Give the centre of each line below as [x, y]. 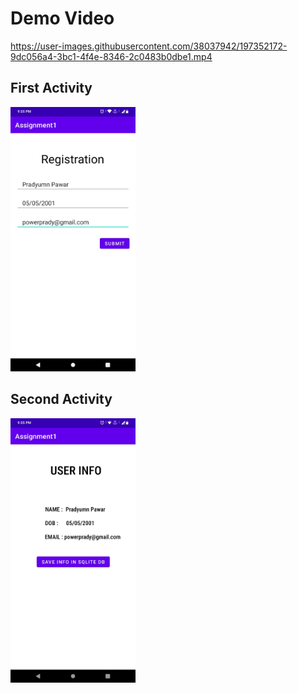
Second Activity [61, 399]
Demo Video [62, 18]
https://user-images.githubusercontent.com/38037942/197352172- [149, 46]
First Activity [51, 88]
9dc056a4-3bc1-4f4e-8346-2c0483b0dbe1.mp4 [111, 56]
